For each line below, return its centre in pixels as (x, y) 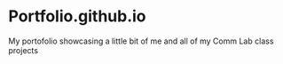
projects (24, 50)
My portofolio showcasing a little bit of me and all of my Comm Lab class (141, 41)
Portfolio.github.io (78, 16)
